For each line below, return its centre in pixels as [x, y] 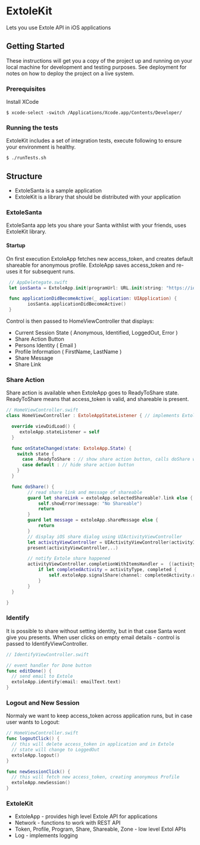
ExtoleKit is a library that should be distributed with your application [98, 197]
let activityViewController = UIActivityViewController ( [99, 542]
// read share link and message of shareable [85, 492]
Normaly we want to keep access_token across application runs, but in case [99, 716]
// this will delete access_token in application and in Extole [93, 744]
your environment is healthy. [41, 147]
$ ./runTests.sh [26, 158]
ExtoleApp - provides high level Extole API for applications [86, 816]
